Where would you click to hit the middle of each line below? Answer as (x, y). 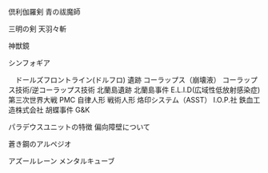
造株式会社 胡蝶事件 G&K (49, 110)
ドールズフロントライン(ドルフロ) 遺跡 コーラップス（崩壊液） (118, 80)
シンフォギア (29, 63)
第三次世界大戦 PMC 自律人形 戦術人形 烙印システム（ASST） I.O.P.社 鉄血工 (134, 100)
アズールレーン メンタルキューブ (62, 161)
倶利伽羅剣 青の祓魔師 (44, 12)
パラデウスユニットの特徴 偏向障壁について (79, 127)
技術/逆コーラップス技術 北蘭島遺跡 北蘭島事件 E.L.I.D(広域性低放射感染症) (138, 90)
